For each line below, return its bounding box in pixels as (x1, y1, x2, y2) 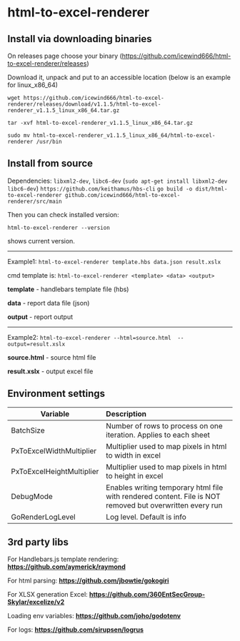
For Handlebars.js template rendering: (7, 555, 119, 564)
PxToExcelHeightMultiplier (11, 466, 99, 476)
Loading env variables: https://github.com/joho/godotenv (7, 612, 181, 620)
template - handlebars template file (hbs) (7, 285, 129, 293)
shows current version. (7, 236, 75, 245)
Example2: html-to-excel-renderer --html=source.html (7, 333, 171, 341)
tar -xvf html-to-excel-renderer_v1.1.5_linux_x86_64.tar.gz (7, 119, 194, 126)
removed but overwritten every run (106, 500, 223, 510)
